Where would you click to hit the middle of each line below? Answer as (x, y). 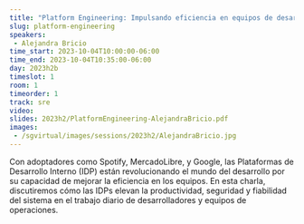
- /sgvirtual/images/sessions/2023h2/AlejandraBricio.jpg (125, 136)
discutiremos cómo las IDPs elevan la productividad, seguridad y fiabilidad (148, 190)
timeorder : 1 (34, 93)
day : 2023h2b (34, 69)
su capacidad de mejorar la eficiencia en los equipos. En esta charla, (138, 180)
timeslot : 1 (32, 77)
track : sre (30, 102)
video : (22, 111)
